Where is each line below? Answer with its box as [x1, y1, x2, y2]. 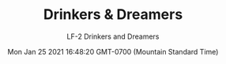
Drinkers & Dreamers [43, 6, 183, 24]
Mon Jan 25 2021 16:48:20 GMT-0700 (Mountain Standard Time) [7, 47, 219, 56]
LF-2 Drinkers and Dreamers [66, 32, 160, 41]
